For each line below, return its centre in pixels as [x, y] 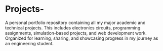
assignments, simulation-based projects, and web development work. [76, 33]
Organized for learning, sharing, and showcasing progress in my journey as [82, 38]
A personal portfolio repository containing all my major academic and [75, 23]
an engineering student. [29, 43]
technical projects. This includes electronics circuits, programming [73, 27]
